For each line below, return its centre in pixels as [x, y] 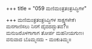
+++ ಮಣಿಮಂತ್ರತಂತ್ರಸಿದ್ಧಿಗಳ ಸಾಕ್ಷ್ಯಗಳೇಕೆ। [41, 20]
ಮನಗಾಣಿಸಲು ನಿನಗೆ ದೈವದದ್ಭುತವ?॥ [38, 26]
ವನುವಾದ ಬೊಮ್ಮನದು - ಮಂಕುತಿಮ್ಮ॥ [39, 39]
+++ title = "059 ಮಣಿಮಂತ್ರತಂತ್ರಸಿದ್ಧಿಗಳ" [46, 8]
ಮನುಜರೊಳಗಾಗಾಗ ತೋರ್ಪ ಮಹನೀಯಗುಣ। [45, 33]
